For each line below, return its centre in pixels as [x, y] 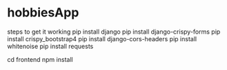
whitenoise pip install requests [50, 46]
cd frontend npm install [40, 59]
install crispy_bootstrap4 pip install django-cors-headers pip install [102, 38]
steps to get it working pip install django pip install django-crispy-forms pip [114, 32]
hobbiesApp [43, 13]
